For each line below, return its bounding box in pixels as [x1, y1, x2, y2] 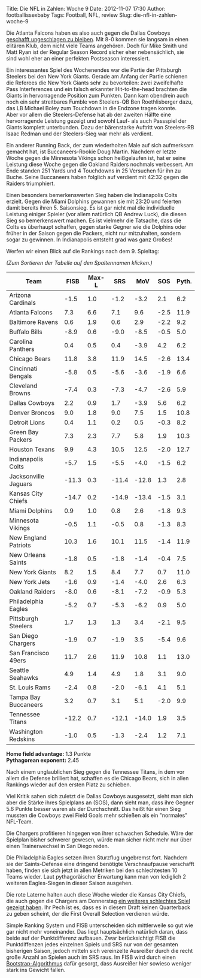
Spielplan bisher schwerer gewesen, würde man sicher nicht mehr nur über [6, 836, 192, 843]
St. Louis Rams [9, 683, 51, 691]
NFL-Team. [6, 818, 33, 825]
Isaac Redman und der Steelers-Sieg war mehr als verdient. [6, 130, 153, 137]
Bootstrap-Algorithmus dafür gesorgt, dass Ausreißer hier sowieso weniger [6, 960, 191, 967]
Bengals [9, 372, 32, 380]
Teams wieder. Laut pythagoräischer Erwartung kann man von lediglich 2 [6, 873, 187, 880]
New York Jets [9, 578, 51, 586]
